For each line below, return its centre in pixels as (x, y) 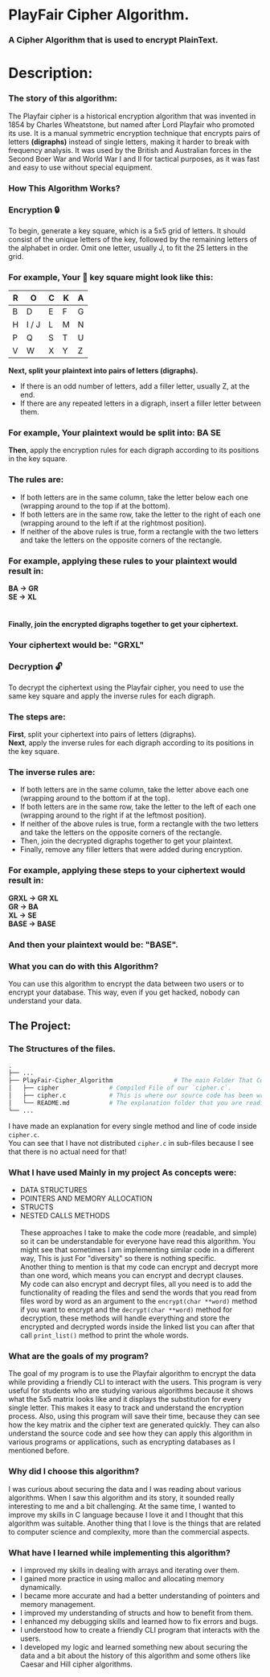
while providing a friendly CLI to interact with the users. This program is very (135, 1382)
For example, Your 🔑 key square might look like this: (111, 277)
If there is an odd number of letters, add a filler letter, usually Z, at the (135, 386)
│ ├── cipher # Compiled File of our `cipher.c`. (120, 1088)
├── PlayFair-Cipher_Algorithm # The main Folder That (131, 1081)
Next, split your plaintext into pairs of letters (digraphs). (103, 371)
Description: (51, 73)
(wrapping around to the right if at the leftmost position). (113, 815)
